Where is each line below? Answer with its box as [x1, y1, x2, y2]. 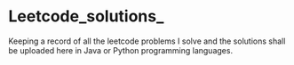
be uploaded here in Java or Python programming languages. [8, 45, 233, 55]
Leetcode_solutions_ [8, 6, 164, 27]
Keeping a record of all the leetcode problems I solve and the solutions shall [8, 36, 286, 46]
